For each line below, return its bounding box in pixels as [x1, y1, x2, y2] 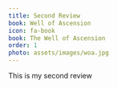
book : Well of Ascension [8, 19, 91, 27]
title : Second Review [8, 11, 81, 20]
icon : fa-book [8, 26, 56, 34]
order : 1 [8, 42, 38, 50]
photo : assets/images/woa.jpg [8, 49, 110, 57]
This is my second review [8, 71, 92, 80]
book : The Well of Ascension [8, 34, 106, 42]
